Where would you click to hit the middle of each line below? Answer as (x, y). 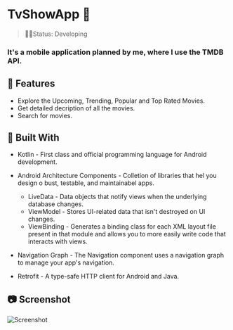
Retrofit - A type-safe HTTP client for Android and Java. (98, 277)
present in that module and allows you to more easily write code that (127, 234)
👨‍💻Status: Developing (56, 34)
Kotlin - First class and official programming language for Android (112, 155)
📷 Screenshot (39, 299)
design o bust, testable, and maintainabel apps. (86, 183)
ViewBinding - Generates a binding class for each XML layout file (122, 227)
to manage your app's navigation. (66, 262)
